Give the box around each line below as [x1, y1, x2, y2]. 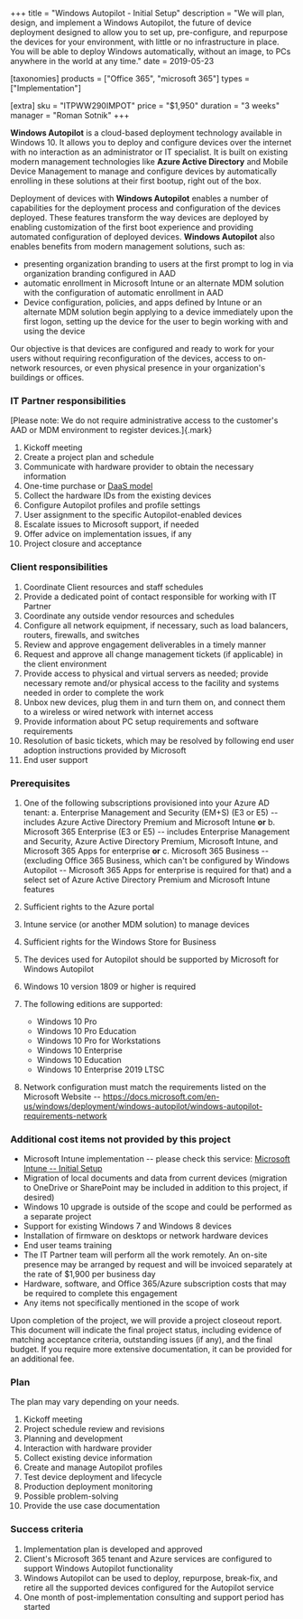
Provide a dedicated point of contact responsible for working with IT [23, 591, 278, 602]
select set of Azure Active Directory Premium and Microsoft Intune [23, 874, 271, 885]
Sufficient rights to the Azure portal [23, 901, 154, 912]
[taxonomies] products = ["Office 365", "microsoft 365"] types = [10, 73, 251, 84]
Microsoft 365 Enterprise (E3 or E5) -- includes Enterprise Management [23, 826, 290, 837]
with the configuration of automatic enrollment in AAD [23, 287, 224, 297]
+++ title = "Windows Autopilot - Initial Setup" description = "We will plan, [10, 8, 285, 18]
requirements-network [23, 1110, 107, 1121]
